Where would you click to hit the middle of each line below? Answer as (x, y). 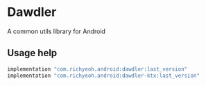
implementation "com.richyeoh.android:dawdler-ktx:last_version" (103, 76)
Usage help (32, 53)
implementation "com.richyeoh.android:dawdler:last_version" (97, 69)
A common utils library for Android (57, 31)
